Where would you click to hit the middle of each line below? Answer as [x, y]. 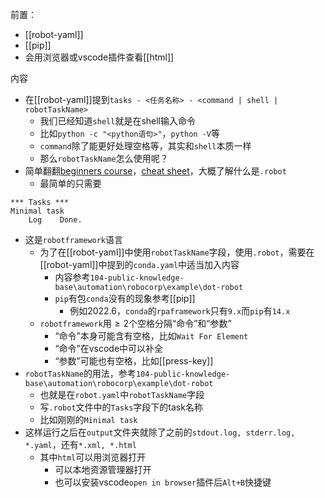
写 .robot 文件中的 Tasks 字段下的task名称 [121, 407]
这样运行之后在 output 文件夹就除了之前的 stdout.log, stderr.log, [160, 432]
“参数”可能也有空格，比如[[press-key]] [134, 361]
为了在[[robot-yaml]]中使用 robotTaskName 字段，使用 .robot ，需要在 [177, 252]
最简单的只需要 [70, 183]
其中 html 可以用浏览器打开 [93, 457]
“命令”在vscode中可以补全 [109, 348]
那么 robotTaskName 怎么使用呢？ [104, 158]
